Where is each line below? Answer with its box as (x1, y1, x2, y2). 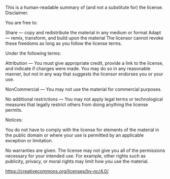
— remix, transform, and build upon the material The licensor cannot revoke (5, 35, 164, 41)
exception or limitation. (5, 138, 53, 143)
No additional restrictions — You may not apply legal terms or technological (5, 96, 163, 102)
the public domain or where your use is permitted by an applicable (5, 132, 144, 138)
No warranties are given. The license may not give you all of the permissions (5, 147, 165, 154)
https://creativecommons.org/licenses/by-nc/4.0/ (5, 168, 109, 174)
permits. (5, 107, 23, 113)
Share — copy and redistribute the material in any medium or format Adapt (5, 30, 161, 35)
